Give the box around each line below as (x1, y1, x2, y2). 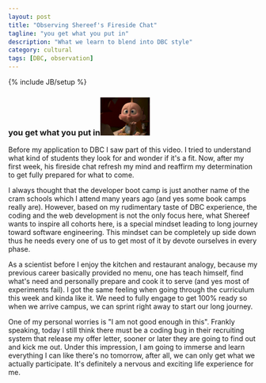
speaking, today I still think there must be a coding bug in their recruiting (8, 325, 245, 336)
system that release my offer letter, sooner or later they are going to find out (8, 334, 256, 343)
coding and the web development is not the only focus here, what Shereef (8, 210, 250, 221)
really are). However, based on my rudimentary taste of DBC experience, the (8, 203, 257, 212)
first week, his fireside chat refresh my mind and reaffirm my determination (8, 162, 253, 172)
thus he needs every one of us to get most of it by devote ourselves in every (8, 236, 257, 245)
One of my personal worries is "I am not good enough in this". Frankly (8, 317, 235, 327)
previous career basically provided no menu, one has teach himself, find (8, 268, 244, 278)
